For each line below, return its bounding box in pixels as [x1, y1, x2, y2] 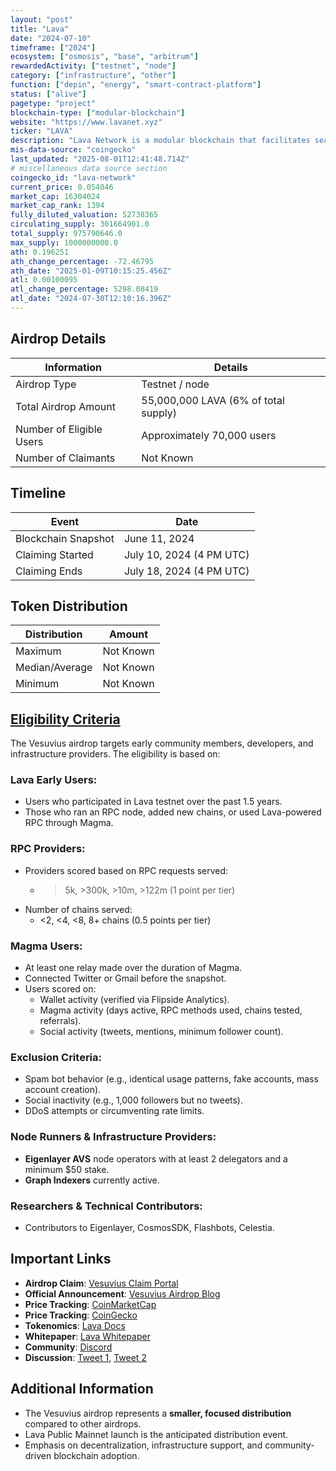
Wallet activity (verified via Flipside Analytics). [39, 994, 230, 1006]
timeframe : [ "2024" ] [10, 42, 97, 53]
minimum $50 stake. [24, 1163, 110, 1175]
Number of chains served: [24, 903, 133, 915]
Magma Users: [10, 939, 83, 953]
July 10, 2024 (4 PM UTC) [123, 547, 250, 561]
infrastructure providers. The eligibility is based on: [10, 748, 221, 760]
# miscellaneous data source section [10, 163, 168, 173]
